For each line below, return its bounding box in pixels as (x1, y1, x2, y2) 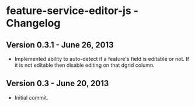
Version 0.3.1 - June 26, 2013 (6, 40, 114, 50)
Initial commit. (14, 94, 48, 101)
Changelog (6, 16, 61, 30)
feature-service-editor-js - (6, 4, 139, 18)
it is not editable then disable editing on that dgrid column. (14, 61, 155, 69)
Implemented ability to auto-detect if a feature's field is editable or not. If (14, 56, 190, 62)
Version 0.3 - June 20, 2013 (6, 78, 109, 88)
